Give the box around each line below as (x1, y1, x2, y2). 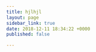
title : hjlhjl (6, 8, 42, 15)
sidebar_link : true (6, 20, 56, 26)
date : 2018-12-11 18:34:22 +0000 (6, 25, 91, 32)
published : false (6, 31, 50, 37)
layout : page (6, 15, 39, 21)
